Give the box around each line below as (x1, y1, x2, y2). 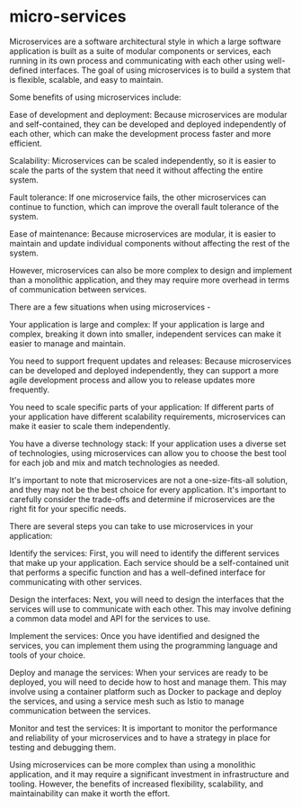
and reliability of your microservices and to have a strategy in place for (9, 732, 271, 743)
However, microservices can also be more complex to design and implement (9, 265, 293, 275)
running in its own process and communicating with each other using (9, 55, 265, 66)
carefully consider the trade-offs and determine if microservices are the (9, 493, 276, 505)
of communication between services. (9, 283, 147, 294)
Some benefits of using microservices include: (9, 92, 181, 103)
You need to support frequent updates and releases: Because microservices (9, 355, 292, 366)
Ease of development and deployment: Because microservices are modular (9, 109, 288, 120)
